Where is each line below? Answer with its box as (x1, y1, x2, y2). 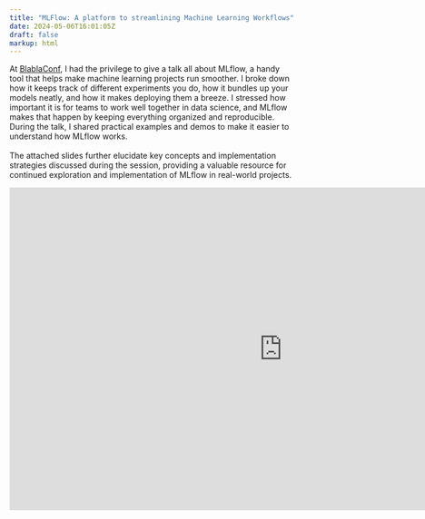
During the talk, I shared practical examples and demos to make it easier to (9, 122, 290, 132)
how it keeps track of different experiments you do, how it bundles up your (9, 83, 289, 93)
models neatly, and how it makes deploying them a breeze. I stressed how (9, 93, 286, 103)
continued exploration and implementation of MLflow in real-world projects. (9, 170, 292, 181)
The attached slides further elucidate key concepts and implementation (9, 151, 277, 162)
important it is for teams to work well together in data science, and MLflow (9, 102, 288, 113)
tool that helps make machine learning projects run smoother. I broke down (9, 73, 291, 84)
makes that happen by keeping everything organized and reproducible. (9, 112, 275, 122)
